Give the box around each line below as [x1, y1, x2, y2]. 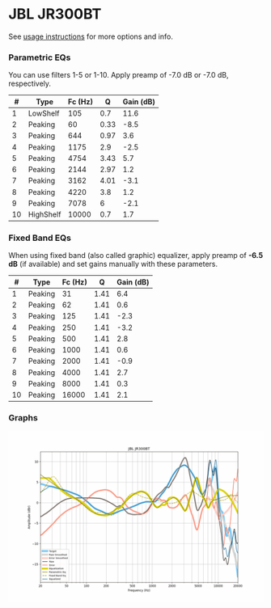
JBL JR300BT [8, 5, 102, 23]
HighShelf [28, 209, 61, 219]
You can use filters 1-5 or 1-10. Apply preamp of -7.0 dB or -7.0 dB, [8, 70, 229, 80]
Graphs [8, 412, 38, 424]
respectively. [8, 78, 51, 89]
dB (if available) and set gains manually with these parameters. [8, 260, 218, 269]
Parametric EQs [8, 52, 71, 63]
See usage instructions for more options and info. [8, 32, 174, 41]
